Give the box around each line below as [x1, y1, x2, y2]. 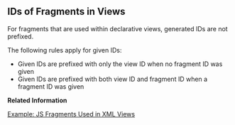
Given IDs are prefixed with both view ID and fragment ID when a [17, 75, 208, 83]
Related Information [7, 96, 67, 104]
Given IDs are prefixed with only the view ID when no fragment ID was [17, 60, 223, 68]
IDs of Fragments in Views [7, 6, 126, 18]
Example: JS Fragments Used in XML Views [7, 109, 136, 118]
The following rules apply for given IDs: [7, 45, 122, 54]
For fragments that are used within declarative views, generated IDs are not [7, 24, 229, 33]
